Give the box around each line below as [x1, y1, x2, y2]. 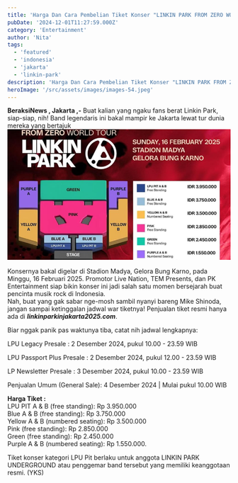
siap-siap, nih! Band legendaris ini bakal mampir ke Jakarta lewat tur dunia [7, 114, 225, 123]
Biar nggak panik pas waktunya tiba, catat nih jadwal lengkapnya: [7, 326, 198, 334]
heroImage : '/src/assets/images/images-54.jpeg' [7, 86, 154, 93]
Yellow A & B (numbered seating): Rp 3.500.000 [7, 416, 147, 425]
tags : [7, 41, 23, 49]
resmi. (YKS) [7, 468, 45, 477]
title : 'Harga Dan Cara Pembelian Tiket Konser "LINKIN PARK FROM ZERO [7, 11, 223, 18]
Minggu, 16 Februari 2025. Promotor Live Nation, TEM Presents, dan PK [7, 274, 216, 283]
